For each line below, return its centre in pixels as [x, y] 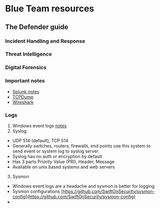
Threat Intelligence [29, 54]
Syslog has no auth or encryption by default [57, 156]
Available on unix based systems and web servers [64, 167]
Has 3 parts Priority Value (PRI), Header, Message [63, 161]
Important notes [25, 81]
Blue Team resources [50, 9]
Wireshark [23, 102]
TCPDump [23, 97]
